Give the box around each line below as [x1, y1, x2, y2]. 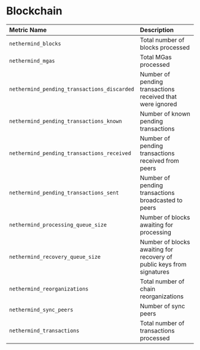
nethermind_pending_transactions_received [9, 150, 132, 156]
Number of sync [139, 302, 186, 310]
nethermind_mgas [9, 57, 55, 64]
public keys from [139, 260, 187, 268]
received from [139, 156, 180, 165]
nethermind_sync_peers [9, 306, 73, 313]
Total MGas [139, 52, 172, 61]
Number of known [139, 109, 190, 117]
